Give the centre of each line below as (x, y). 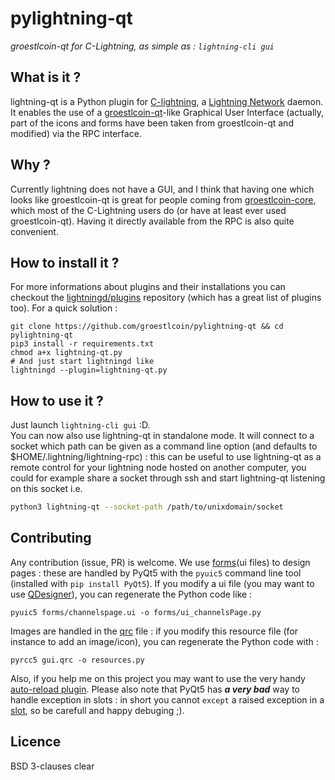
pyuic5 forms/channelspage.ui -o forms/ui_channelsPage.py (136, 612)
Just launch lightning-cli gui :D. (80, 425)
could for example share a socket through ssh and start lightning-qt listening (168, 478)
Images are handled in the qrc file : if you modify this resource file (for (154, 631)
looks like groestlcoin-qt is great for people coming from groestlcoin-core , (163, 199)
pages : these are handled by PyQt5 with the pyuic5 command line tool (156, 573)
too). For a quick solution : (64, 308)
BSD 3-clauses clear (52, 766)
